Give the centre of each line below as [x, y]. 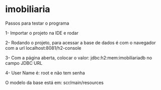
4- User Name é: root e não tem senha [45, 73]
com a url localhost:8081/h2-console [43, 48]
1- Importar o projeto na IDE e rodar [42, 33]
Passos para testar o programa [37, 23]
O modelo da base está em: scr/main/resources [55, 82]
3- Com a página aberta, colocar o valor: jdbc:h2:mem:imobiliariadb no [79, 58]
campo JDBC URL [24, 63]
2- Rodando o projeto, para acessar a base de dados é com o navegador [80, 42]
